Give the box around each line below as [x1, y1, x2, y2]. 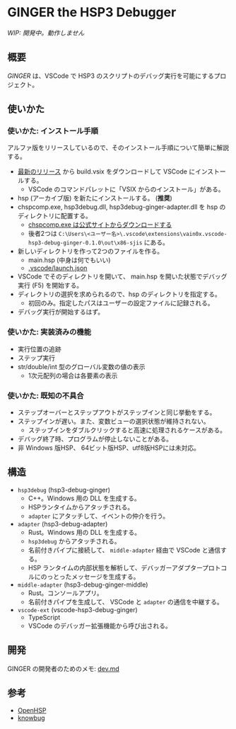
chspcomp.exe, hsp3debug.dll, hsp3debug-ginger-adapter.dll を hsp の [17, 203, 226, 211]
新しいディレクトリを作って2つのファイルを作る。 [17, 247, 164, 256]
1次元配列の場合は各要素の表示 [28, 371, 118, 380]
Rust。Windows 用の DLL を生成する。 [28, 528, 141, 536]
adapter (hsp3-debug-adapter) [17, 519, 108, 528]
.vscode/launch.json [28, 264, 88, 273]
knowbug [17, 713, 45, 723]
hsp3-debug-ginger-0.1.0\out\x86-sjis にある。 [28, 238, 170, 247]
